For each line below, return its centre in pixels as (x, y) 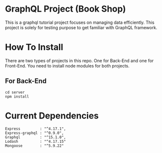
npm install (17, 96)
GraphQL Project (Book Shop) (65, 9)
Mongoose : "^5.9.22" (34, 146)
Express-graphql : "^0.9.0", (34, 133)
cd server (15, 92)
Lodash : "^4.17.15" (36, 141)
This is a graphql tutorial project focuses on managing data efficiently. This (80, 22)
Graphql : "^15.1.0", (36, 137)
